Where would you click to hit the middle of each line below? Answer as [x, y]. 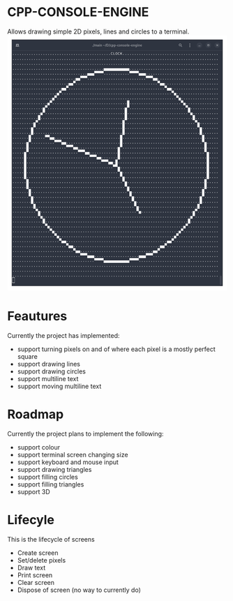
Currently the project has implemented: [63, 336]
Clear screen [36, 582]
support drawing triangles [54, 469]
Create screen [38, 553]
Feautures [37, 317]
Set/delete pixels [42, 560]
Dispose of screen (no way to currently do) [79, 590]
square [28, 357]
